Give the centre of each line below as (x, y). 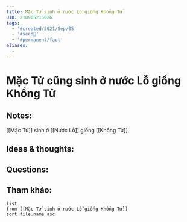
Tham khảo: (29, 190)
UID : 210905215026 (29, 17)
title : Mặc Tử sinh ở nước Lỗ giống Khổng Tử (64, 12)
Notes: (19, 116)
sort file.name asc (31, 214)
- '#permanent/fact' (37, 40)
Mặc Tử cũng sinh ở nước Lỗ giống (94, 80)
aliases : (17, 46)
